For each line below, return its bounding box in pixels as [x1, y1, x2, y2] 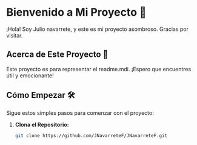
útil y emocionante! [6, 72, 55, 79]
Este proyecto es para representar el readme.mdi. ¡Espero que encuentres [6, 65, 192, 72]
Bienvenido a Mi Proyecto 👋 [6, 5, 147, 19]
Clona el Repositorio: [15, 121, 69, 128]
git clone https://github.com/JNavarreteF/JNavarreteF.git [15, 132, 168, 138]
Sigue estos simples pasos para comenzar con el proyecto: [6, 109, 155, 117]
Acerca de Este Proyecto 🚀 [6, 50, 109, 60]
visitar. [6, 31, 23, 39]
